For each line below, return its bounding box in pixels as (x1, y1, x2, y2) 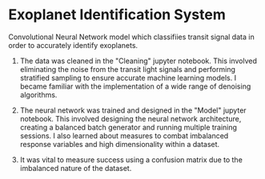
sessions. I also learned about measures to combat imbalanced (19, 130, 229, 141)
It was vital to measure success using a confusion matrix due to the (19, 154, 243, 165)
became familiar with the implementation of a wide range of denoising (19, 82, 251, 91)
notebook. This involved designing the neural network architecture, (19, 113, 242, 123)
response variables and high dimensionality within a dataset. (19, 139, 220, 149)
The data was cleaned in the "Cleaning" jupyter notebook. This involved (19, 56, 258, 66)
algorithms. (19, 89, 58, 99)
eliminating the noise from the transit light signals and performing (19, 64, 236, 74)
